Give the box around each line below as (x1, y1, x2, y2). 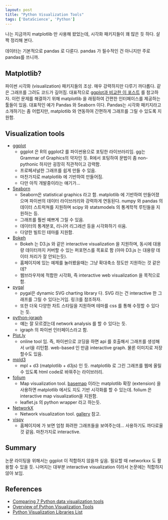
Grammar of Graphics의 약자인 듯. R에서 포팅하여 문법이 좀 (20, 155, 137, 161)
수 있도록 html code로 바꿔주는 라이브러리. (20, 369, 104, 374)
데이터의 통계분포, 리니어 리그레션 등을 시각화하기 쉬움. (20, 223, 127, 229)
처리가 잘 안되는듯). (29, 253, 68, 259)
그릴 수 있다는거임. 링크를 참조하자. (33, 297, 102, 302)
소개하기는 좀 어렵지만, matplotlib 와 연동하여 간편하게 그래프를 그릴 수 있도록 (5, 108, 156, 114)
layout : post (5, 7, 33, 13)
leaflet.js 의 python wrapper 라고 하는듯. (20, 400, 101, 405)
